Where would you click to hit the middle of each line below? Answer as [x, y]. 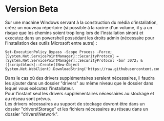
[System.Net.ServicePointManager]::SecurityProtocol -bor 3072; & [74, 60]
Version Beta [32, 9]
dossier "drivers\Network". [32, 114]
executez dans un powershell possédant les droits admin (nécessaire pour [80, 38]
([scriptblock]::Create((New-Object [42, 65]
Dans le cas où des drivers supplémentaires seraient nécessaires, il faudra [80, 78]
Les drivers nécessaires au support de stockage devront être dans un [75, 104]
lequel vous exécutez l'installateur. [40, 88]
